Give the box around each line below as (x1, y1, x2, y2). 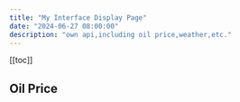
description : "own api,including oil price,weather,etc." (9, 30, 232, 39)
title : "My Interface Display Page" (9, 13, 147, 23)
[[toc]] (9, 55, 33, 66)
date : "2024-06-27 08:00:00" (9, 22, 119, 31)
